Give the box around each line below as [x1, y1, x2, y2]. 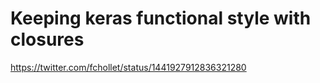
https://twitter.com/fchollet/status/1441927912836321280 [10, 61, 247, 73]
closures [10, 28, 85, 51]
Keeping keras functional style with [10, 7, 312, 30]
